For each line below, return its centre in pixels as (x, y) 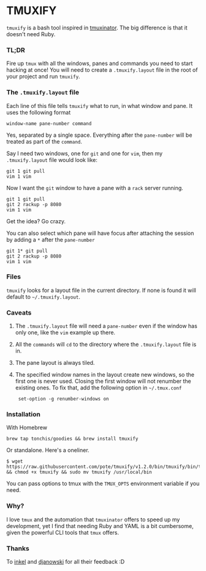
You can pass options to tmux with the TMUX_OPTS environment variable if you (103, 484)
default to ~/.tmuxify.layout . (44, 297)
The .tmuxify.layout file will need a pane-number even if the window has (106, 326)
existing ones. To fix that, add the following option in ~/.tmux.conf (98, 388)
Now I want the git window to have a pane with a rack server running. (95, 188)
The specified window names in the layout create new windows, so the (105, 375)
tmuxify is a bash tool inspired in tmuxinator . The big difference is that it (97, 28)
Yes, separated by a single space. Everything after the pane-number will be (99, 135)
